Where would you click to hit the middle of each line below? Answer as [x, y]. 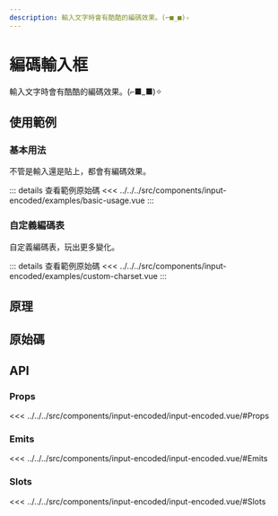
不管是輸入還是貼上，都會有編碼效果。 [80, 171]
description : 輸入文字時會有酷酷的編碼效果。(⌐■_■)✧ [100, 17]
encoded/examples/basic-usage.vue [77, 201]
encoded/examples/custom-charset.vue [84, 275]
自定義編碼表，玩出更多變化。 [64, 247]
